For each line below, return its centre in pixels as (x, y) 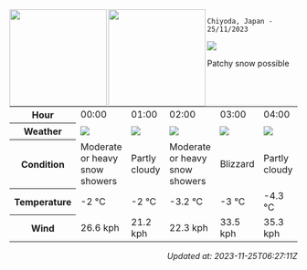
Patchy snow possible (248, 63)
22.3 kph (188, 227)
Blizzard (237, 163)
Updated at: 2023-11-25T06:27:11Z (233, 255)
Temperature (43, 202)
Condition (43, 164)
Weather (42, 131)
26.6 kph (101, 227)
